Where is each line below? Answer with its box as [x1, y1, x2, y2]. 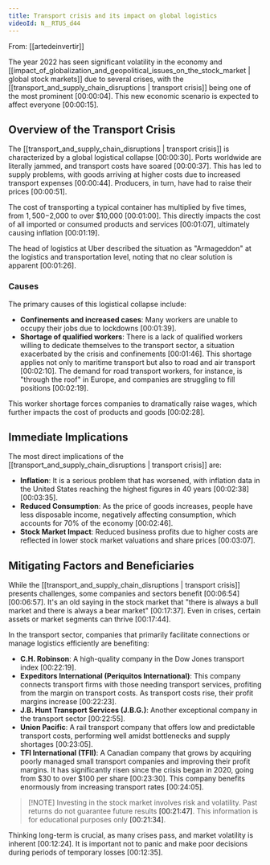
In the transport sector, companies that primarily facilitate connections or [8, 630, 250, 640]
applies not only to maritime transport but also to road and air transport [19, 357, 256, 367]
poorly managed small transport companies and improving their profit [19, 756, 251, 766]
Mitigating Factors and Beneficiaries [8, 559, 194, 572]
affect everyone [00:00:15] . [8, 100, 99, 109]
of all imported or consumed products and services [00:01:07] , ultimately [8, 219, 251, 229]
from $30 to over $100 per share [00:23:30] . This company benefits [19, 773, 246, 784]
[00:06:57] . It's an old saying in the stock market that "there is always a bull [8, 597, 259, 607]
